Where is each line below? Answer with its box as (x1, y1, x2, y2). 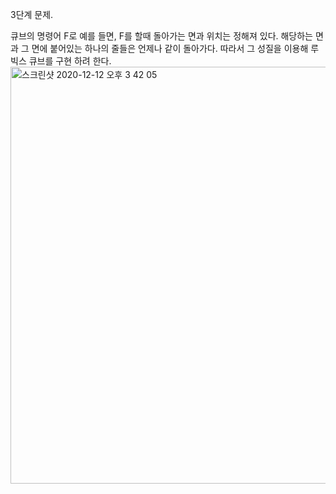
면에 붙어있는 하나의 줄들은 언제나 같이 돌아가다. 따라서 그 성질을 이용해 (31, 43, 309, 54)
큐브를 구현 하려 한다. (28, 55, 112, 67)
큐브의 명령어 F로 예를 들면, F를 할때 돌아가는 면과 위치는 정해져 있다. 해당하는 (10, 30, 314, 42)
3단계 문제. (10, 9, 54, 20)
